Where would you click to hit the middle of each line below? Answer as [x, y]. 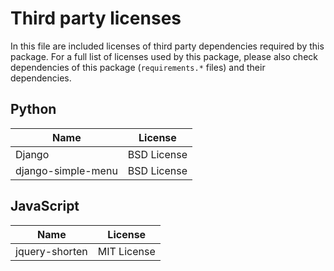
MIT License [126, 251]
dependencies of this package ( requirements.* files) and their [138, 67]
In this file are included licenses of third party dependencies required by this [167, 46]
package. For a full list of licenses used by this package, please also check [164, 56]
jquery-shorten [51, 251]
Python [33, 109]
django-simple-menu [66, 170]
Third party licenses [96, 18]
